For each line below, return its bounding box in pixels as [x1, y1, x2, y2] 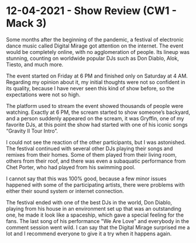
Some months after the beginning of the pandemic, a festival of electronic [6, 36, 184, 43]
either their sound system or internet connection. [6, 187, 124, 194]
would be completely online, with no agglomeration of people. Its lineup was [6, 48, 190, 55]
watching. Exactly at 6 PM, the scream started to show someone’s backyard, [6, 109, 190, 116]
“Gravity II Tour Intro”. [6, 127, 59, 134]
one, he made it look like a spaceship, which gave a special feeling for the [6, 211, 184, 218]
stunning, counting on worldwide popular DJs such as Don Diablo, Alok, [6, 55, 180, 62]
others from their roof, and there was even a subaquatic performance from [6, 157, 186, 164]
